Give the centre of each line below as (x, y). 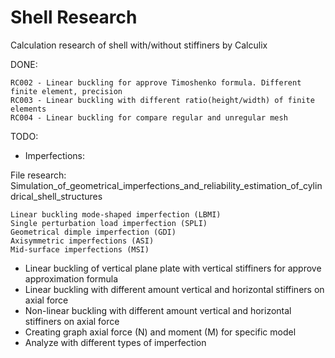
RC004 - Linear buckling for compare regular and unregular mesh (149, 117)
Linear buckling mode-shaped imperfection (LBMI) (116, 214)
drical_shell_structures (56, 196)
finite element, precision (66, 91)
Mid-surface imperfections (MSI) (80, 249)
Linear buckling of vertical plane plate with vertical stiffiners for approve (173, 268)
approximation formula (71, 278)
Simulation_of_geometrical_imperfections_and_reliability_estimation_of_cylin (166, 185)
